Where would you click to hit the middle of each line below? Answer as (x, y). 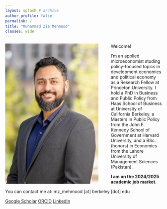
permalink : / (19, 21)
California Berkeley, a (133, 114)
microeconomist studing (136, 61)
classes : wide (20, 32)
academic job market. (134, 182)
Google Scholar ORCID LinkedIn (38, 201)
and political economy (133, 77)
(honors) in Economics (134, 146)
